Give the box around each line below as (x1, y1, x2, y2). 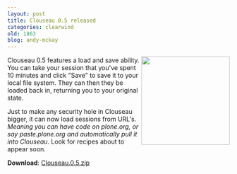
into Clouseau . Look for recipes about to (7, 137, 125, 146)
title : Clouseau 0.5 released (7, 17, 97, 24)
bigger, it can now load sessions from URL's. (7, 115, 137, 124)
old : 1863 (7, 30, 37, 37)
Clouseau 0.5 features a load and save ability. (7, 56, 140, 64)
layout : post (7, 10, 46, 18)
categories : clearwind (7, 23, 74, 30)
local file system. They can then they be (7, 79, 123, 87)
